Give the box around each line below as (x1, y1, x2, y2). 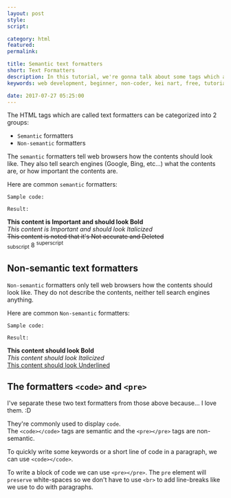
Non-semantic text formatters (7, 262, 139, 274)
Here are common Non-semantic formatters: (7, 309, 130, 317)
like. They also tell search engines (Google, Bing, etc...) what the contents (7, 160, 216, 168)
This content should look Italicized (7, 353, 104, 362)
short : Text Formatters (7, 67, 76, 74)
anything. (7, 295, 34, 304)
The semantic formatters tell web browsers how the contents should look (7, 152, 213, 160)
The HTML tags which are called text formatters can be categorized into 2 (7, 111, 217, 119)
